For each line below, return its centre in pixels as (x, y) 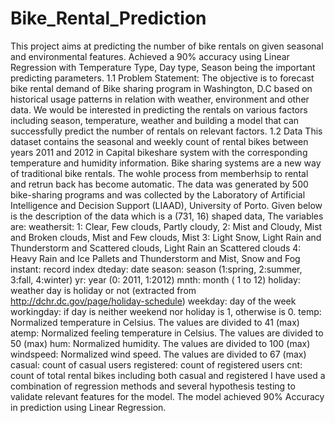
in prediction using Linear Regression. (88, 407)
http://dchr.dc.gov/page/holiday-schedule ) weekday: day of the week (153, 301)
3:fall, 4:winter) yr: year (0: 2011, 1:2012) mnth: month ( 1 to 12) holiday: (155, 279)
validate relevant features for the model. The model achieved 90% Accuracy (167, 396)
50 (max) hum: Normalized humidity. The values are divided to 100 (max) (160, 343)
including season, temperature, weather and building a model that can (155, 120)
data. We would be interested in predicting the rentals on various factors (159, 109)
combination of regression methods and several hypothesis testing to (153, 386)
